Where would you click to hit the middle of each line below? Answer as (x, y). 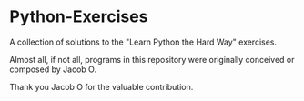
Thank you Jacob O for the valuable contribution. (101, 86)
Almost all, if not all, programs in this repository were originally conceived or (152, 59)
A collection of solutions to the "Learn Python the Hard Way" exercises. (143, 42)
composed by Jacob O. (53, 69)
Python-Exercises (79, 17)
